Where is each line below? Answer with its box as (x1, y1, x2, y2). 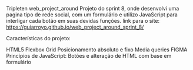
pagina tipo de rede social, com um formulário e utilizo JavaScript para (6, 11, 178, 18)
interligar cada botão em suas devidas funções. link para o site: (6, 17, 160, 24)
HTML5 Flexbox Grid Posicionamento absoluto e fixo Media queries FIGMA (6, 46, 188, 53)
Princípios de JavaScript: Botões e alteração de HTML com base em (6, 52, 172, 59)
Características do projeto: (6, 35, 71, 41)
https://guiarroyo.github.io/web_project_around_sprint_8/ (6, 23, 144, 30)
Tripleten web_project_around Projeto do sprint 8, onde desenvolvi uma (6, 5, 179, 12)
